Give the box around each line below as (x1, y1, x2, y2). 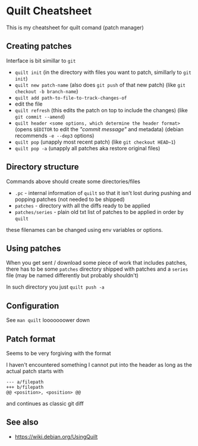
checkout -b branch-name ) (14, 88, 78, 95)
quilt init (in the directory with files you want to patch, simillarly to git (14, 69, 191, 76)
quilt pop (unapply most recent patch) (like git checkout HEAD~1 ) (14, 138, 176, 145)
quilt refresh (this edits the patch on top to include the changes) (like (14, 106, 188, 114)
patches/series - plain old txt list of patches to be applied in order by (14, 208, 184, 215)
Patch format (6, 334, 55, 344)
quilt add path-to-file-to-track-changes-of (14, 95, 127, 101)
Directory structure (6, 162, 79, 172)
